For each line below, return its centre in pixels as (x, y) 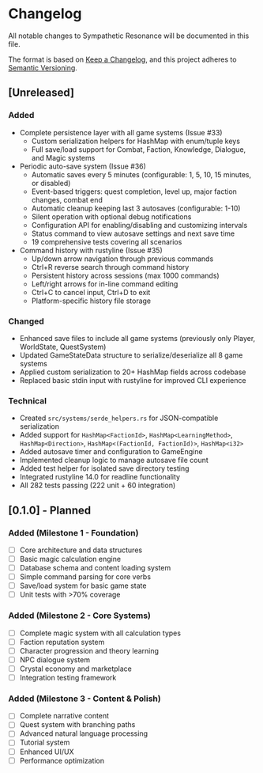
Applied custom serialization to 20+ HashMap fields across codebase (133, 372)
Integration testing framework (68, 677)
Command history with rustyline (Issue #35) (91, 250)
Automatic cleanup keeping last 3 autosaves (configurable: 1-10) (136, 208)
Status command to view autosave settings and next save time (133, 233)
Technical (28, 400)
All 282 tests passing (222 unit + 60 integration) (98, 485)
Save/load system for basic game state (83, 585)
